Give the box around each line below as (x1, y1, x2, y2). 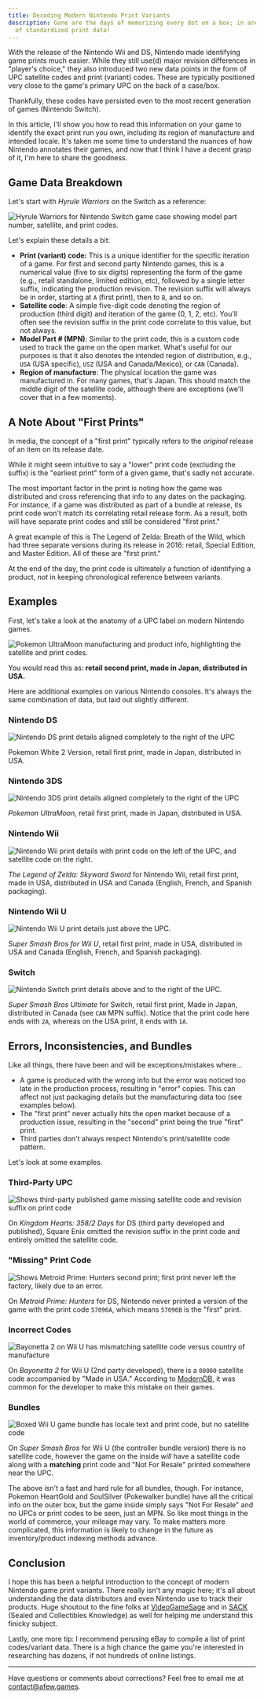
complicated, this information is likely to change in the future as (8, 1525, 214, 1535)
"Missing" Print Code (8, 1254, 92, 1265)
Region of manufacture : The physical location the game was (19, 368, 218, 377)
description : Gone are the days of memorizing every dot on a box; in (8, 19, 244, 27)
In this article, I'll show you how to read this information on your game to (8, 119, 242, 130)
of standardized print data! (15, 26, 111, 34)
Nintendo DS (8, 714, 57, 725)
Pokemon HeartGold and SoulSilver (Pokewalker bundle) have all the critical (8, 1492, 254, 1501)
